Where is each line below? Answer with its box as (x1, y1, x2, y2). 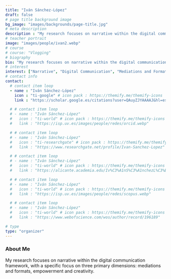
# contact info (5, 74, 38, 79)
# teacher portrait (5, 36, 47, 41)
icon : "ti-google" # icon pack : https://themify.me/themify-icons (14, 93, 163, 98)
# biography (5, 55, 31, 60)
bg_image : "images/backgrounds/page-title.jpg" (5, 21, 108, 27)
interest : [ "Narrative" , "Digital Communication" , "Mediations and (5, 69, 152, 74)
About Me (5, 245, 31, 252)
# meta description (5, 27, 47, 32)
